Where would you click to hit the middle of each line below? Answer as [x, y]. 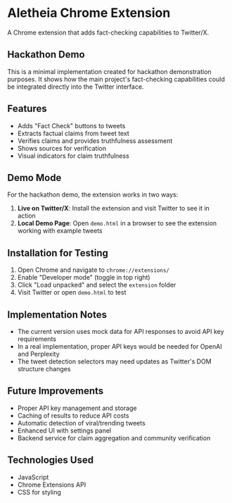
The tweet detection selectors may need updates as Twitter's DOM [115, 361]
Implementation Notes [57, 315]
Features [27, 109]
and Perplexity [38, 354]
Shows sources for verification [62, 148]
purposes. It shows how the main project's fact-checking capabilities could [116, 79]
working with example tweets [60, 231]
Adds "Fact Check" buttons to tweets [71, 125]
